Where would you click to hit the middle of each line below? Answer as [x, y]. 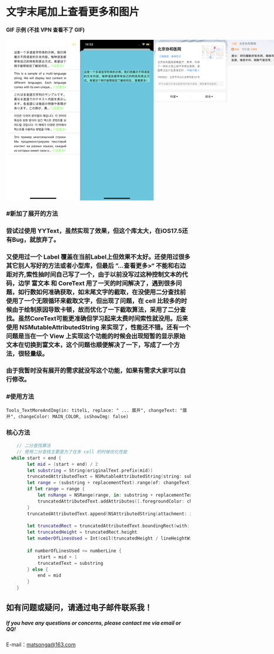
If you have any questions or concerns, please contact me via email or [94, 623]
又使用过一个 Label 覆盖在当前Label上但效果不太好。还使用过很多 [98, 257]
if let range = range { [56, 489]
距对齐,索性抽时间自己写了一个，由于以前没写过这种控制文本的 [94, 275]
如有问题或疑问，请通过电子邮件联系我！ [79, 608]
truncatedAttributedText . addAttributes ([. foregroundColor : [111, 501]
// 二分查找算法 [34, 446]
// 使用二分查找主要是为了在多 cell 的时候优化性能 [72, 452]
